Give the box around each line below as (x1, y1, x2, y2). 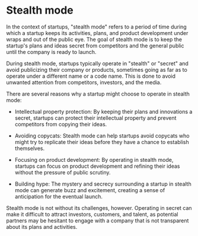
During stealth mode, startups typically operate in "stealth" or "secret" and (6, 60, 189, 67)
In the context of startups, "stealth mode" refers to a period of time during (6, 23, 187, 30)
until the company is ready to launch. (6, 48, 97, 55)
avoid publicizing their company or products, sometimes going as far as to (6, 66, 188, 73)
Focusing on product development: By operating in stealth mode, (14, 156, 174, 163)
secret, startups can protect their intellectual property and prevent (14, 114, 177, 122)
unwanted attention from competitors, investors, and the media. (6, 78, 162, 86)
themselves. (14, 145, 45, 152)
